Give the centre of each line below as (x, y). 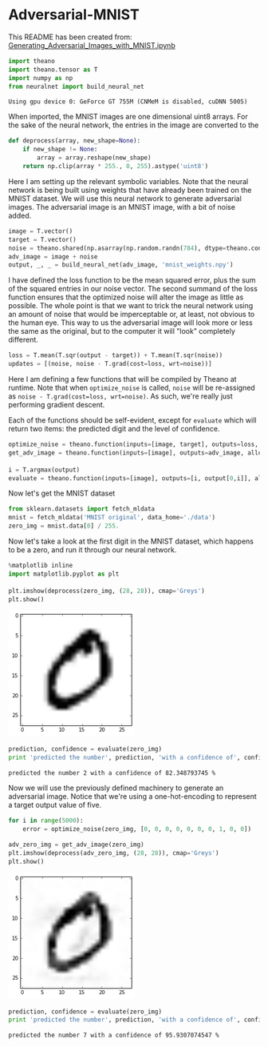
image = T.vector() (41, 231)
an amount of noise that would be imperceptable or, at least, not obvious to (132, 315)
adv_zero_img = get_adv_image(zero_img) (77, 844)
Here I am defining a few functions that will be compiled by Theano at (122, 379)
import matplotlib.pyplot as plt (64, 574)
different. (23, 340)
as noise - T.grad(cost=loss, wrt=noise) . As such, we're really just (120, 396)
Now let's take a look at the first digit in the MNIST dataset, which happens (131, 541)
